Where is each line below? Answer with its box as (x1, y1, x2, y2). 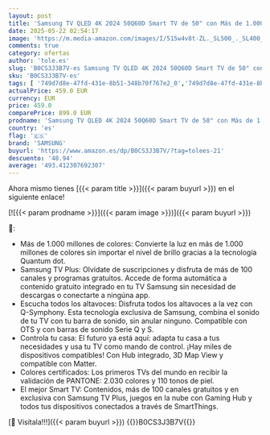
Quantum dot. (19, 256, 66, 266)
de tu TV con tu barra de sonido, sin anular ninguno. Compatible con (19, 316, 247, 326)
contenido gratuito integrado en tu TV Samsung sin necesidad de (19, 282, 236, 292)
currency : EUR (8, 94, 56, 102)
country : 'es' (8, 124, 56, 132)
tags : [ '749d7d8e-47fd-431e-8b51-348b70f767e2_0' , (8, 79, 185, 87)
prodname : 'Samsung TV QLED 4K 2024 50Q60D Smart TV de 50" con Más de (8, 117, 253, 125)
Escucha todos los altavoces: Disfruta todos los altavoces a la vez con (19, 299, 253, 309)
